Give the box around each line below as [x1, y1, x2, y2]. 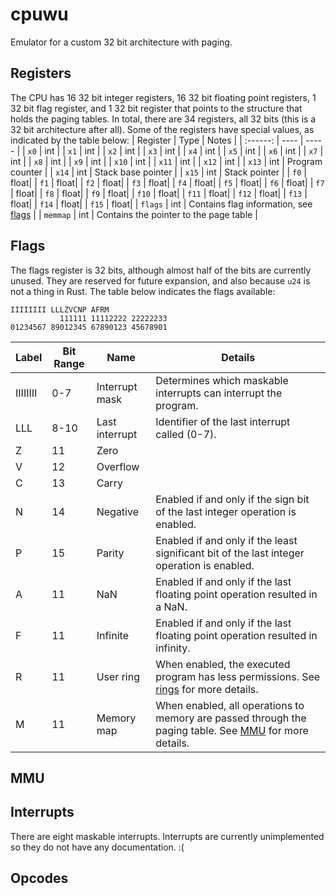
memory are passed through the [155, 711, 307, 725]
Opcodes [10, 870, 69, 887]
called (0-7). [155, 427, 217, 441]
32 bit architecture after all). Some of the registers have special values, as [10, 123, 315, 135]
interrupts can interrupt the [155, 386, 283, 400]
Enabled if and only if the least [155, 533, 298, 547]
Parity [96, 546, 125, 560]
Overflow [96, 459, 140, 473]
